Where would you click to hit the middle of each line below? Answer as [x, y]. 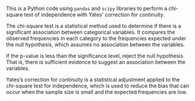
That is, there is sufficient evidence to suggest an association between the [96, 62]
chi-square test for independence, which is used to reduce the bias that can [97, 86]
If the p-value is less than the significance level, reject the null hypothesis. [95, 56]
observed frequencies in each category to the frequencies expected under [96, 38]
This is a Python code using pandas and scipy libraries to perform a [87, 8]
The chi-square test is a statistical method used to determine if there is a [94, 26]
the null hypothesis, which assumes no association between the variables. [95, 44]
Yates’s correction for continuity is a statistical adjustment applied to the [93, 79]
